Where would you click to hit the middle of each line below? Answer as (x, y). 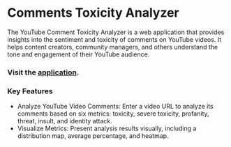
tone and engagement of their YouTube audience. (79, 54)
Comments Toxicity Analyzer (93, 13)
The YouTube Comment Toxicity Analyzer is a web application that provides (116, 32)
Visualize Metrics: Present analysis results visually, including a (107, 129)
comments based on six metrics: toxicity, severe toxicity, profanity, (113, 114)
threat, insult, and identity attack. (65, 121)
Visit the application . (43, 72)
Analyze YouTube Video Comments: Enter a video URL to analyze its (115, 107)
